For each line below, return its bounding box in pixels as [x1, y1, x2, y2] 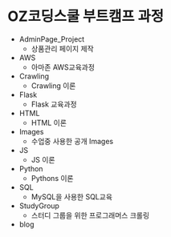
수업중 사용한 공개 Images [31, 136, 114, 146]
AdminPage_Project [18, 34, 85, 44]
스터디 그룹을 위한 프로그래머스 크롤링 [31, 210, 150, 220]
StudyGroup [18, 201, 59, 211]
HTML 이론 [31, 118, 67, 127]
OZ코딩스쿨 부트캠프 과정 [7, 7, 165, 26]
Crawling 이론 [31, 81, 76, 90]
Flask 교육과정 [31, 99, 77, 109]
